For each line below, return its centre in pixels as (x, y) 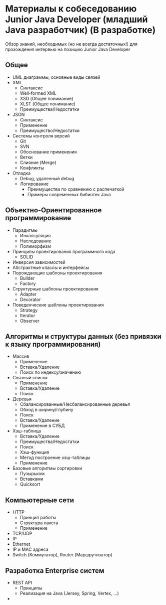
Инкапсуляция (35, 235)
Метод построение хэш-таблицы (55, 458)
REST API (22, 583)
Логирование (34, 184)
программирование (38, 218)
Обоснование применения (48, 152)
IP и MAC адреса (30, 549)
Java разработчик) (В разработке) (80, 30)
